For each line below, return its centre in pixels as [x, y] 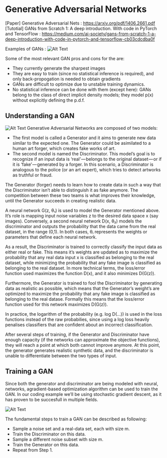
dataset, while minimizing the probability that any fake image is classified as [83, 263]
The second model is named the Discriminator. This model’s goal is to [84, 153]
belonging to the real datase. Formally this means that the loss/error [75, 299]
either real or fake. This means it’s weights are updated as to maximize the [82, 252]
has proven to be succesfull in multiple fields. [52, 399]
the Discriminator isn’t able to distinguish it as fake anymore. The [72, 190]
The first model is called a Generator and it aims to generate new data [84, 138]
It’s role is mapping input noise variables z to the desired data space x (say [82, 215]
